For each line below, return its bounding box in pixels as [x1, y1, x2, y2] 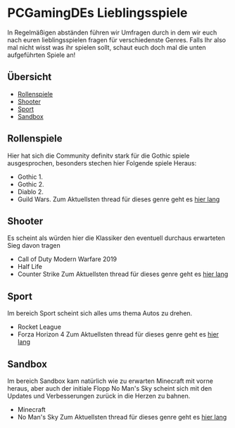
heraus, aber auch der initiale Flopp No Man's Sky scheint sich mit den [7, 384, 212, 392]
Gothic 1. [17, 172, 44, 181]
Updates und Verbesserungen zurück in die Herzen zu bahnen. [7, 392, 191, 400]
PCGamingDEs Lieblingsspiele [7, 5, 188, 21]
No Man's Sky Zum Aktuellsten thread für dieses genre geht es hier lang [17, 413, 227, 421]
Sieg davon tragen [7, 241, 61, 250]
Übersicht [7, 71, 52, 83]
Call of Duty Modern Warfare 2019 [17, 255, 118, 263]
